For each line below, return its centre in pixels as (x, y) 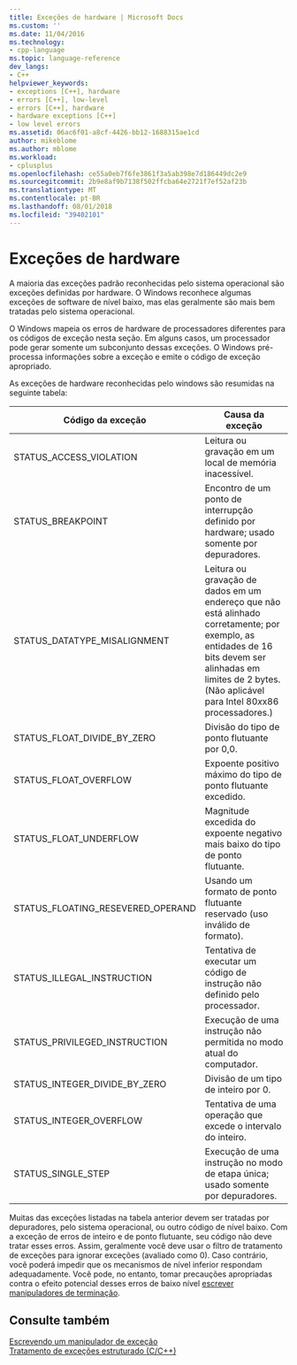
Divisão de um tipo (244, 1078)
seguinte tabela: (38, 392)
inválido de (227, 924)
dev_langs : (29, 67)
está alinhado (232, 613)
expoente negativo (244, 832)
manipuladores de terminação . (65, 1292)
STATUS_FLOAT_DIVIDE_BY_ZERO (85, 738)
